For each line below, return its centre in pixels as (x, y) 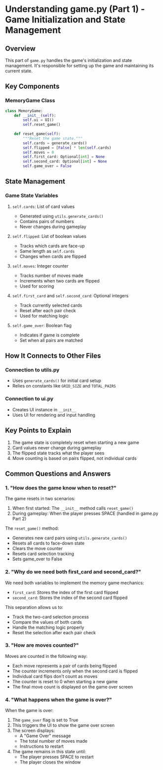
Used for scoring (37, 286)
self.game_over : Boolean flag (42, 325)
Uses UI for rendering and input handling (54, 415)
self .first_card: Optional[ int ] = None (64, 157)
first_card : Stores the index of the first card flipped (65, 592)
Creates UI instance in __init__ (44, 409)
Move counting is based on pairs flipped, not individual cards (74, 458)
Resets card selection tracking (43, 554)
